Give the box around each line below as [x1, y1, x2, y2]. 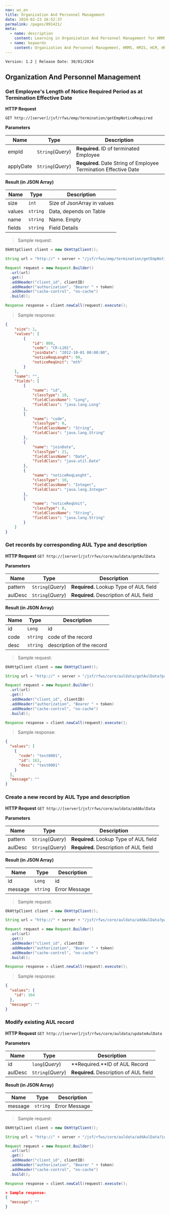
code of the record [48, 633, 93, 640]
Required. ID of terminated [76, 145, 140, 152]
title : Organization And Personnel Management [5, 12, 105, 17]
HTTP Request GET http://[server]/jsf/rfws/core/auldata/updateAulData [5, 1030, 162, 1036]
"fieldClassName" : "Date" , [32, 454, 90, 459]
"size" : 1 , [14, 327, 37, 332]
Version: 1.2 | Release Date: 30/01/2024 [5, 59, 94, 64]
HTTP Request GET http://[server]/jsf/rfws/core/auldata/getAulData [5, 553, 155, 559]
